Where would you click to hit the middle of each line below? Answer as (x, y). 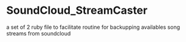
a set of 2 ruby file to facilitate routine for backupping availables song (93, 27)
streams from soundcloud (39, 33)
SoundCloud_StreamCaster (77, 10)
